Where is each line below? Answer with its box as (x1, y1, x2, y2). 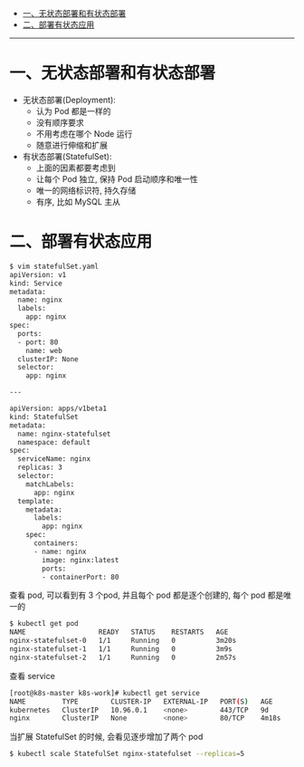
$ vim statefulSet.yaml (9, 262, 100, 271)
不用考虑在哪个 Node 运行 (35, 128, 133, 139)
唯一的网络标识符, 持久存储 (35, 185, 137, 196)
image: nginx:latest (42, 555, 119, 564)
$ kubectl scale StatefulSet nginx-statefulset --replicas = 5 (9, 750, 245, 759)
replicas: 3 (17, 463, 63, 473)
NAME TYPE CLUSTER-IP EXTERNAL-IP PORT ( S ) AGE (9, 696, 273, 706)
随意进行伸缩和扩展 (35, 139, 109, 150)
